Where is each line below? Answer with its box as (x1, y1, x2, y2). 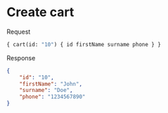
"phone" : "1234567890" (19, 93, 86, 100)
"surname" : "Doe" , (19, 87, 73, 94)
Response (6, 53, 36, 62)
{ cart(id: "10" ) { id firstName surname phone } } (6, 41, 161, 48)
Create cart (6, 4, 75, 20)
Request (6, 27, 31, 36)
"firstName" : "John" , (19, 80, 82, 88)
